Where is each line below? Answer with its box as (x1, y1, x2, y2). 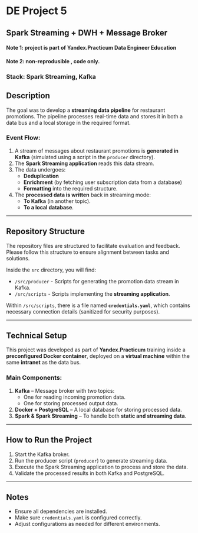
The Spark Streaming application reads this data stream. (14, 160, 154, 167)
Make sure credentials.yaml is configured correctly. (14, 514, 143, 521)
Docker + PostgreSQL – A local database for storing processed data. (14, 406, 182, 413)
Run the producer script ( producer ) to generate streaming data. (14, 457, 168, 464)
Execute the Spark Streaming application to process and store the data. (14, 463, 189, 470)
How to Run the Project (6, 435, 93, 445)
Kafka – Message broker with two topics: (14, 387, 115, 394)
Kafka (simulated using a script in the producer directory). (14, 153, 155, 160)
